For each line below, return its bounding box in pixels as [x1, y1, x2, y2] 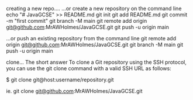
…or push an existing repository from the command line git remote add [6, 35, 177, 42]
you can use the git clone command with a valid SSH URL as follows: [6, 65, 171, 72]
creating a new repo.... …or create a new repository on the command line [6, 5, 182, 12]
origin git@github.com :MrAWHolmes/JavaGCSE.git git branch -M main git [6, 41, 183, 48]
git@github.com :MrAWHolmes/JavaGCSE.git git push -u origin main [6, 23, 170, 30]
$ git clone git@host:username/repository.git [6, 76, 114, 83]
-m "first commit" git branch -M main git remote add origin [6, 18, 147, 24]
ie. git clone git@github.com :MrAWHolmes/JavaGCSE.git [6, 88, 143, 94]
